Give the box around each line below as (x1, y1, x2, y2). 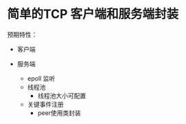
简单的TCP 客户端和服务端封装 (7, 6, 179, 22)
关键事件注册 (27, 100, 64, 108)
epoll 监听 (27, 74, 56, 83)
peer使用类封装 (37, 108, 81, 117)
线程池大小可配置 (37, 91, 86, 100)
